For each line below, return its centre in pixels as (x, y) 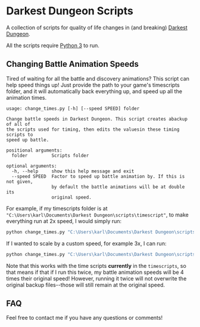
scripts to (20, 135)
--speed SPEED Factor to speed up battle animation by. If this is (98, 176)
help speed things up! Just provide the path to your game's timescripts (93, 85)
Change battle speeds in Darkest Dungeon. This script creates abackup (97, 119)
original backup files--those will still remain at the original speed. (86, 285)
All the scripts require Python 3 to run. (53, 45)
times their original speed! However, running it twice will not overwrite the (96, 278)
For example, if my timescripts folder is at (57, 208)
